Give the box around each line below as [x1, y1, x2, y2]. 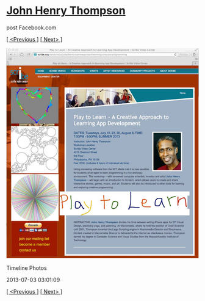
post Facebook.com [6, 24, 57, 31]
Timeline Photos [6, 264, 47, 272]
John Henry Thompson [6, 4, 126, 18]
